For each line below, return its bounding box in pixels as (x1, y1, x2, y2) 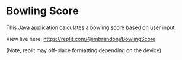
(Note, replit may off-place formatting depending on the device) (6, 46, 162, 54)
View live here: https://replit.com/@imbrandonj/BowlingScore (6, 35, 156, 42)
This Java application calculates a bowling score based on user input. (6, 24, 177, 31)
